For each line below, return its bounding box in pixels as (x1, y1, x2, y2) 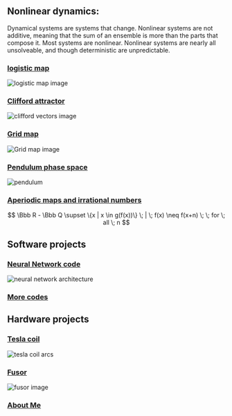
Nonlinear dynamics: (7, 6, 100, 17)
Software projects (7, 238, 87, 250)
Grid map (7, 129, 39, 139)
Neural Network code (7, 259, 81, 269)
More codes (7, 292, 48, 302)
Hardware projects (7, 314, 89, 325)
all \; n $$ (102, 218, 130, 227)
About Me (7, 400, 42, 410)
